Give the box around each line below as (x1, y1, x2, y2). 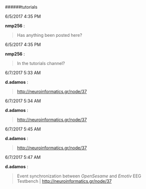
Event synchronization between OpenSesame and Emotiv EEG (16, 173, 142, 179)
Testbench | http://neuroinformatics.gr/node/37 (16, 178, 112, 184)
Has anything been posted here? (16, 32, 82, 38)
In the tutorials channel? (16, 61, 65, 66)
